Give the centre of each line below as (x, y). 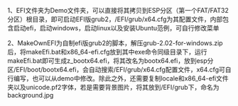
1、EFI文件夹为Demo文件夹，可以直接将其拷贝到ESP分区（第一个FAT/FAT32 (118, 10)
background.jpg (31, 95)
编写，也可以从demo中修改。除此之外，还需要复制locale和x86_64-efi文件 (121, 78)
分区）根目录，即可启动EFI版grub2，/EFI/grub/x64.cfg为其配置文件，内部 (115, 19)
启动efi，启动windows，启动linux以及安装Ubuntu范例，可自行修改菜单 (116, 28)
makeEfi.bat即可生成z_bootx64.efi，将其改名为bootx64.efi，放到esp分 (110, 61)
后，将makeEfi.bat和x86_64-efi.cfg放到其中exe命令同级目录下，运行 (107, 52)
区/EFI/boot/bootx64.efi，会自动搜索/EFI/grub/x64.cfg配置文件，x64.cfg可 (116, 70)
